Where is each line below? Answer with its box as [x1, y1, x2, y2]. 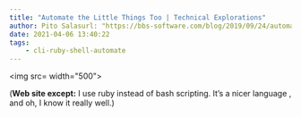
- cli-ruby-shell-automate [25, 46, 126, 55]
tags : [9, 38, 30, 47]
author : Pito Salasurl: [9, 21, 99, 30]
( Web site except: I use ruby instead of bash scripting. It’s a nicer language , [9, 88, 292, 99]
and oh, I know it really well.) [9, 97, 115, 108]
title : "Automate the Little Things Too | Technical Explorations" [9, 13, 267, 22]
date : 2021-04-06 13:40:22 [9, 29, 110, 38]
